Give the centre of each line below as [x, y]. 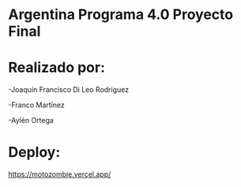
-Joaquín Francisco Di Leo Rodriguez [68, 90]
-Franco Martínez [36, 105]
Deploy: [34, 153]
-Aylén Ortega [31, 120]
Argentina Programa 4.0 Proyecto [121, 15]
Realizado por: [56, 68]
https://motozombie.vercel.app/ [60, 174]
